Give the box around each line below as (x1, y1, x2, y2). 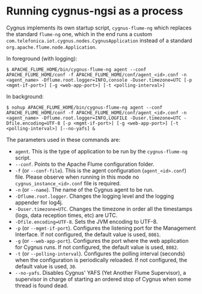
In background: (6, 93, 44, 100)
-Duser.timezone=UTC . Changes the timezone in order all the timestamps (14, 205, 192, 212)
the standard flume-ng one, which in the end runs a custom (6, 30, 152, 37)
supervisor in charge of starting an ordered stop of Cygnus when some (14, 275, 191, 283)
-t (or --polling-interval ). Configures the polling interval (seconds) (14, 250, 185, 257)
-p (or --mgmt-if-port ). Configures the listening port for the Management (14, 224, 196, 231)
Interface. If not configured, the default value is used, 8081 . (14, 230, 161, 238)
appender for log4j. (14, 198, 63, 206)
